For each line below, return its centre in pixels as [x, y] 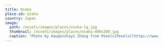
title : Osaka [18, 9]
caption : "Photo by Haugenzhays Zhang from [54, 36]
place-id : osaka [21, 14]
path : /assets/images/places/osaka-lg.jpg [53, 27]
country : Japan [20, 18]
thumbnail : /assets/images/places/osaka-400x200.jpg [64, 32]
